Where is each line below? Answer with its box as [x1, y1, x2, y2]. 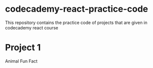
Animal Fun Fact [5, 58, 38, 64]
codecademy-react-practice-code [5, 3, 148, 15]
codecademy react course [5, 24, 58, 30]
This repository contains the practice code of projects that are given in [5, 20, 148, 25]
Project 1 [5, 42, 41, 53]
